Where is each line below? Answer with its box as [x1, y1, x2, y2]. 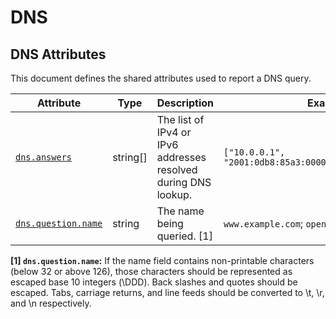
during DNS [156, 176, 212, 189]
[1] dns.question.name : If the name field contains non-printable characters [10, 255, 315, 266]
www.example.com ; [223, 217, 304, 230]
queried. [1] [156, 229, 213, 243]
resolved [156, 163, 198, 176]
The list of [156, 113, 205, 126]
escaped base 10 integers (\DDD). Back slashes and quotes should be [10, 276, 298, 288]
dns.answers [15, 152, 73, 163]
